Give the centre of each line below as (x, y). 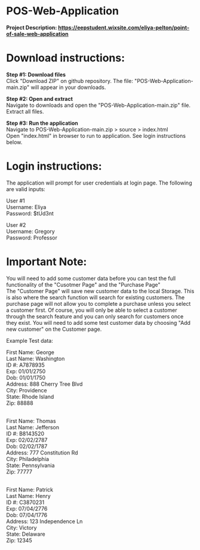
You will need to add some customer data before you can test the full (91, 278)
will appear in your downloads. (68, 87)
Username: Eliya (26, 207)
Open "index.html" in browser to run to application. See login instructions (96, 136)
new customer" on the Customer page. (54, 329)
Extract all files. (25, 111)
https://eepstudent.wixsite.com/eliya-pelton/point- (124, 27)
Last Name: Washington (36, 358)
